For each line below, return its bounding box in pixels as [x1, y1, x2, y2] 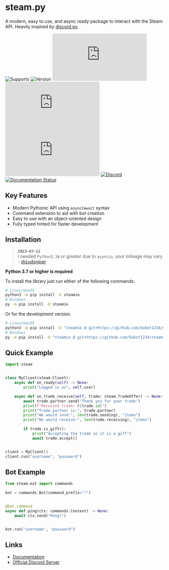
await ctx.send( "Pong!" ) [14, 513, 66, 518]
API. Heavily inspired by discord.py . [5, 23, 79, 29]
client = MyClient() [5, 449, 49, 454]
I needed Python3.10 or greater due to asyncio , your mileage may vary [17, 253, 163, 259]
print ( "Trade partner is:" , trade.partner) [23, 408, 116, 413]
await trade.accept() [32, 436, 78, 441]
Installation [5, 236, 41, 244]
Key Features [5, 191, 48, 200]
